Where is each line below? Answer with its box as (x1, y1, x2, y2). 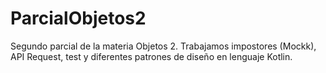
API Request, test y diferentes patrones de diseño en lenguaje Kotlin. (10, 50, 293, 62)
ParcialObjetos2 (10, 7, 147, 30)
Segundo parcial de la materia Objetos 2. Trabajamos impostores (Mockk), (10, 40, 317, 52)
